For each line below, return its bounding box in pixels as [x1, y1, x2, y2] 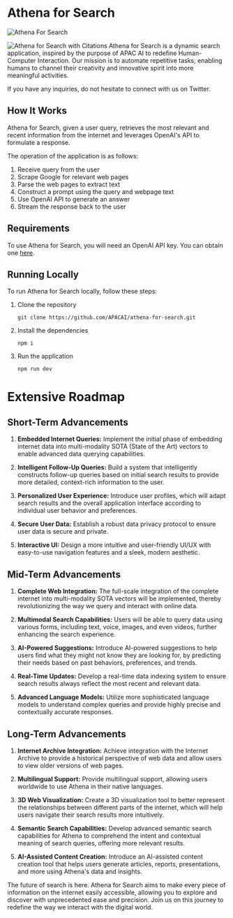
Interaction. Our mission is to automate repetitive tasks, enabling [37, 56, 223, 64]
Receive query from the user [17, 165, 100, 174]
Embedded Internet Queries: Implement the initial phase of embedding [17, 435, 223, 444]
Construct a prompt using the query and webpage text [17, 187, 174, 196]
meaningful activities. [7, 71, 69, 80]
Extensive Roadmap [7, 389, 126, 405]
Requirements [7, 223, 70, 234]
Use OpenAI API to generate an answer [17, 195, 130, 203]
